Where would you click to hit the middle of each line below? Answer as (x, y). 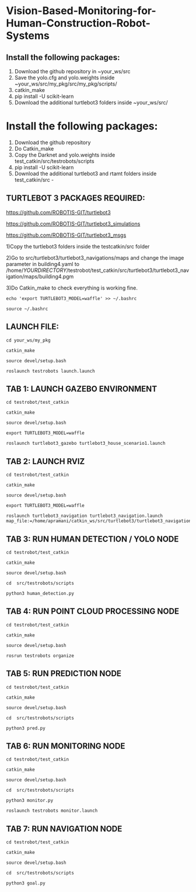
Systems (28, 36)
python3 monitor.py (30, 801)
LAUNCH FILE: (33, 327)
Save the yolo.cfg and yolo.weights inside (64, 78)
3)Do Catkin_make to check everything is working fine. (72, 288)
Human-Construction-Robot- (78, 23)
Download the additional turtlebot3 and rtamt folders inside (85, 173)
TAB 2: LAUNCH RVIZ (45, 461)
